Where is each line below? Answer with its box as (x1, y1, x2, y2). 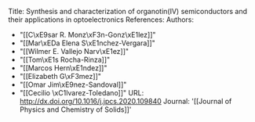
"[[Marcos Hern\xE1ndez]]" (19, 63, 107, 73)
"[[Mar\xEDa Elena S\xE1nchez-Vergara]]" (19, 38, 155, 48)
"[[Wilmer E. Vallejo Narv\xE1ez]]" (19, 47, 129, 56)
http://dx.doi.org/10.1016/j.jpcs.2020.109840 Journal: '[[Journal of (19, 97, 232, 106)
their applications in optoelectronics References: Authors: (8, 15, 195, 24)
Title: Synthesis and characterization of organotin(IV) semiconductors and (8, 7, 247, 16)
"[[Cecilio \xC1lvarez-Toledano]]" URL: (19, 88, 144, 97)
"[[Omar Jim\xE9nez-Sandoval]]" (19, 80, 127, 89)
